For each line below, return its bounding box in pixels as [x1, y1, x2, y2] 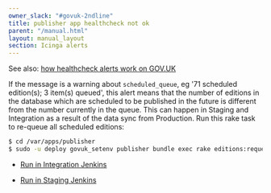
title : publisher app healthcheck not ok [8, 19, 150, 27]
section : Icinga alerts [8, 42, 89, 50]
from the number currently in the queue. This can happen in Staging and [8, 105, 249, 115]
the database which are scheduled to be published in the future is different [8, 96, 256, 106]
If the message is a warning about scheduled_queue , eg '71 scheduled [8, 80, 238, 89]
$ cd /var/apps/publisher [8, 138, 95, 146]
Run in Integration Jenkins [19, 159, 107, 169]
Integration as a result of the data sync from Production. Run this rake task [8, 113, 256, 123]
